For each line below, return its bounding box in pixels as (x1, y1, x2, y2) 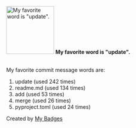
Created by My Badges (6, 115, 63, 122)
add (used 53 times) (14, 91, 64, 97)
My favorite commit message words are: (6, 66, 106, 74)
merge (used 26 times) (14, 97, 72, 104)
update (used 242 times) (14, 78, 76, 85)
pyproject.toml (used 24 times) (14, 103, 91, 110)
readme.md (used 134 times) (14, 84, 86, 92)
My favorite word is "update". (55, 48, 131, 56)
